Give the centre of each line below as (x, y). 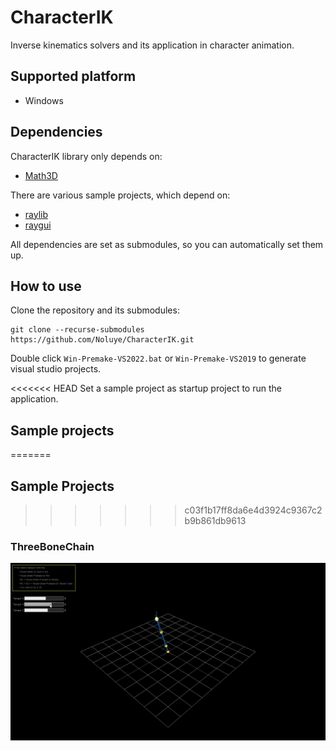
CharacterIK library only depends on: (86, 156)
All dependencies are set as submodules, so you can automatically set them (167, 244)
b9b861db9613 (215, 520)
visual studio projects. (56, 369)
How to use (46, 286)
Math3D (41, 175)
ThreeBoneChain (52, 546)
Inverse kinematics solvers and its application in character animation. (152, 45)
